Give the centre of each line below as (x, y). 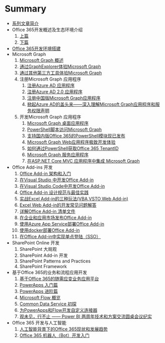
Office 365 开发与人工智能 (39, 322)
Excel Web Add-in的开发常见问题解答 (58, 205)
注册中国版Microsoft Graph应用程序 (64, 98)
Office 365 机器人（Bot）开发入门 (55, 335)
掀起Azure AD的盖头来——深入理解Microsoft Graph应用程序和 (91, 104)
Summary (25, 9)
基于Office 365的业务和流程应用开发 (50, 272)
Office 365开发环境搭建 (36, 48)
